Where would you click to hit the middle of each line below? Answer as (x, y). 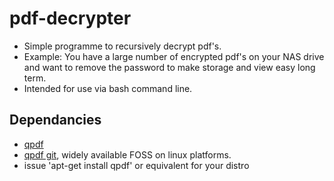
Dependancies (55, 120)
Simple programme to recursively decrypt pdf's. (122, 46)
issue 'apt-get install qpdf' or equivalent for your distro (136, 165)
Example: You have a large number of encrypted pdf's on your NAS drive (174, 56)
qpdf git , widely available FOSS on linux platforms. (127, 154)
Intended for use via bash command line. (108, 88)
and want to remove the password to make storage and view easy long (169, 67)
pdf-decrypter (70, 18)
